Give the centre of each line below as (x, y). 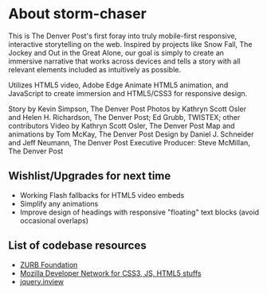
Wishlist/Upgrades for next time (90, 176)
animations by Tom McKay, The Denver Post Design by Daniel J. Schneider (131, 134)
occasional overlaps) (54, 220)
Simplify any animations (59, 203)
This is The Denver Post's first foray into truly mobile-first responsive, (123, 36)
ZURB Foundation (49, 265)
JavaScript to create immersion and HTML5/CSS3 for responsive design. (128, 93)
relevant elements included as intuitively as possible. (95, 69)
